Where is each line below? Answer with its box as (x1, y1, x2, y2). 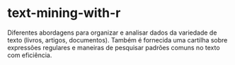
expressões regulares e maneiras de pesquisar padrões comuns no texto (7, 43, 221, 52)
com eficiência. (7, 51, 52, 59)
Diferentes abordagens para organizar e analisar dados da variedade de (7, 28, 217, 37)
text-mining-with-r (7, 5, 121, 21)
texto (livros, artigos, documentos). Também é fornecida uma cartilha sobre (7, 35, 228, 44)
